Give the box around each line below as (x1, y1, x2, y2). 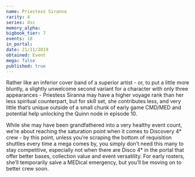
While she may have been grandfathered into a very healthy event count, (6, 121, 183, 129)
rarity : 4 (6, 14, 31, 20)
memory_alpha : (6, 25, 41, 31)
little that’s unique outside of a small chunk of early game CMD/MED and (6, 104, 181, 111)
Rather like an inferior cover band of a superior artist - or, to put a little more (6, 79, 190, 86)
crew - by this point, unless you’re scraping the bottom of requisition (6, 134, 172, 141)
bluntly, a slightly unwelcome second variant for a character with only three (6, 86, 189, 93)
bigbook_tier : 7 (6, 30, 46, 36)
